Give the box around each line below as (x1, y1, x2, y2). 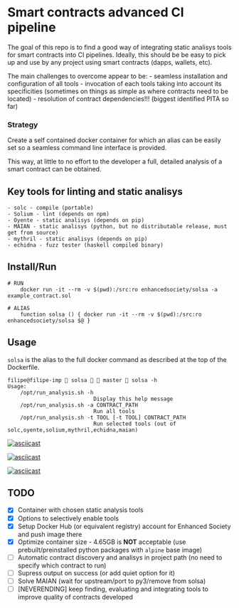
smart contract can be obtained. (7, 165, 102, 174)
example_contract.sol (7, 292, 72, 299)
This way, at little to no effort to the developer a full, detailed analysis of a (7, 157, 223, 166)
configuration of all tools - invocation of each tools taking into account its (7, 79, 222, 87)
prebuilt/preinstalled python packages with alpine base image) (17, 545, 203, 554)
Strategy (7, 119, 38, 129)
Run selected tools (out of (93, 420, 176, 427)
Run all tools (93, 407, 135, 415)
